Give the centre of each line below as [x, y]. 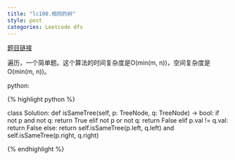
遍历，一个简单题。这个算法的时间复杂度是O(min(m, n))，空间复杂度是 [109, 63]
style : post [25, 20]
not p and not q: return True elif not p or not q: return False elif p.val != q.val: [118, 121]
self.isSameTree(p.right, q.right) [53, 135]
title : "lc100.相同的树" [42, 14]
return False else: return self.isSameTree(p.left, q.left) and [91, 128]
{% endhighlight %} [36, 149]
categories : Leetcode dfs [45, 27]
